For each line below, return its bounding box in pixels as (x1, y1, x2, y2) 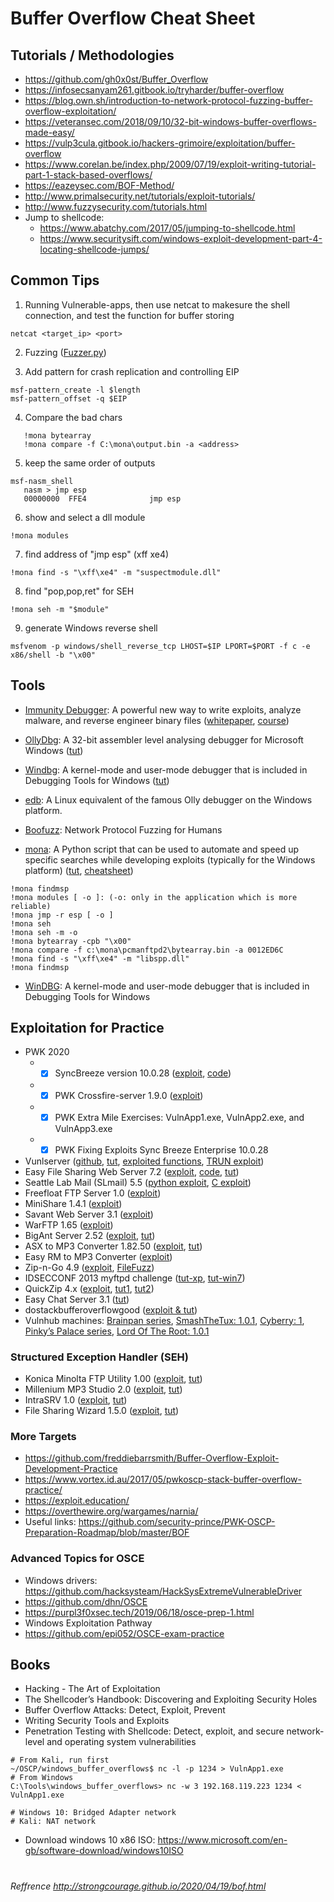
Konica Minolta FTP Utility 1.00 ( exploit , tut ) (24, 1372, 203, 1384)
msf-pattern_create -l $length (10, 385, 141, 395)
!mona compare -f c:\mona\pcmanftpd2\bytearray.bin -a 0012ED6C (10, 945, 284, 955)
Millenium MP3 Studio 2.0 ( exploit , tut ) (24, 1383, 183, 1395)
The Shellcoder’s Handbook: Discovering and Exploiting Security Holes (24, 1693, 318, 1706)
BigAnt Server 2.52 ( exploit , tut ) (24, 1229, 156, 1241)
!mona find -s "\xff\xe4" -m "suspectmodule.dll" (10, 567, 222, 577)
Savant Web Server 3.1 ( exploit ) (24, 1208, 154, 1220)
